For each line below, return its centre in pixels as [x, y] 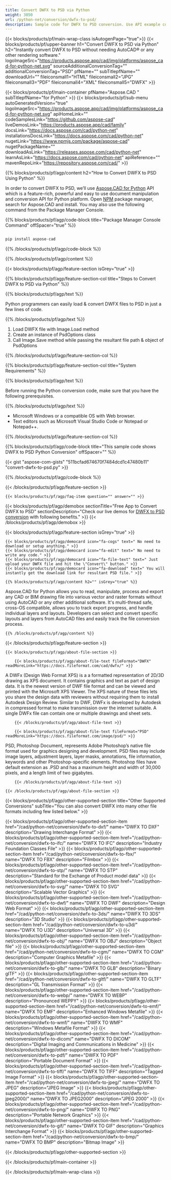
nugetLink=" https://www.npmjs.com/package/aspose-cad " [67, 141]
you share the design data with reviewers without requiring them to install [82, 697]
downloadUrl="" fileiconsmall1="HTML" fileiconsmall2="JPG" [69, 77]
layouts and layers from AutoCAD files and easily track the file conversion [82, 619]
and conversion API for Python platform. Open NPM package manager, [79, 199]
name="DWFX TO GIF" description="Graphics [115, 1126]
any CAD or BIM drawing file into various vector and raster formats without [83, 597]
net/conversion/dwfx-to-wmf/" [38, 1023]
